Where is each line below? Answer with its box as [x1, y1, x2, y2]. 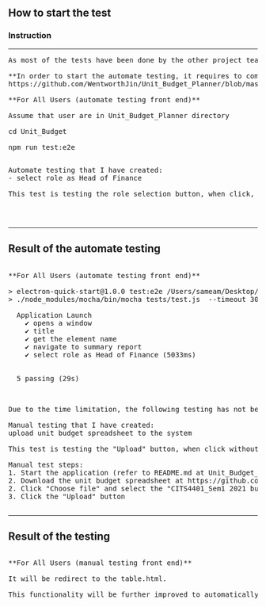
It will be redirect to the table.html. [8, 575, 168, 583]
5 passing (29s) [16, 374, 80, 383]
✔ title [25, 326, 55, 335]
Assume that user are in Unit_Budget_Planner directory [8, 111, 230, 120]
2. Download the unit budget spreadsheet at [8, 475, 184, 485]
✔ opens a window [25, 319, 93, 327]
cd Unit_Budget [8, 127, 67, 136]
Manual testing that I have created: [8, 420, 155, 429]
